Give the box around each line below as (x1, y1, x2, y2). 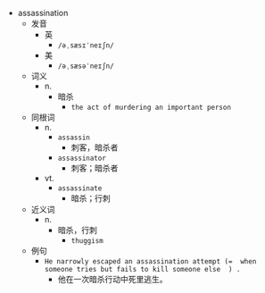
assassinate (57, 184, 103, 193)
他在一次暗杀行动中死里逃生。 (57, 274, 168, 284)
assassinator (57, 154, 107, 163)
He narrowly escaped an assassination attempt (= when (44, 257, 257, 266)
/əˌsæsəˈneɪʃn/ (57, 62, 114, 71)
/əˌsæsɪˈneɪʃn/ (57, 41, 114, 50)
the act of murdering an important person (70, 103, 232, 112)
